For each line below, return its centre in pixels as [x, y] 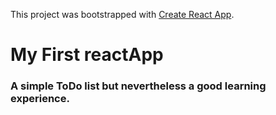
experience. [40, 99]
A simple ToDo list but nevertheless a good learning [138, 86]
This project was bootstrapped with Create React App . [122, 14]
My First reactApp [87, 55]
